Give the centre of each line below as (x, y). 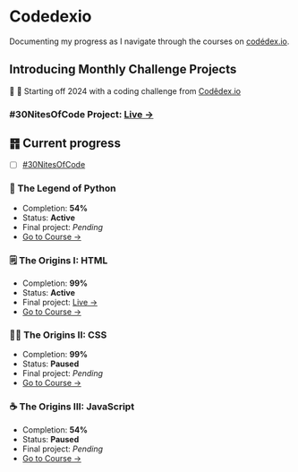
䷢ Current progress (65, 144)
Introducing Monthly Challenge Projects (123, 69)
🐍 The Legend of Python (63, 188)
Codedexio (51, 17)
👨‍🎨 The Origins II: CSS (58, 335)
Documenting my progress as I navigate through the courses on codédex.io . (149, 41)
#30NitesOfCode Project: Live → (81, 114)
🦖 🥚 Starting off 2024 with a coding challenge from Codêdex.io (125, 90)
